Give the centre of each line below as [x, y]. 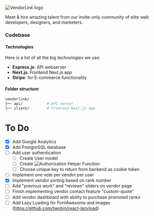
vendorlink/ [17, 99]
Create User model [38, 158]
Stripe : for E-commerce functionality [49, 78]
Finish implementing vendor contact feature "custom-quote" [73, 191]
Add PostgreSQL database [39, 147]
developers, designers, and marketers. [44, 22]
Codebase [18, 35]
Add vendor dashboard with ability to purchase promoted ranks [76, 197]
